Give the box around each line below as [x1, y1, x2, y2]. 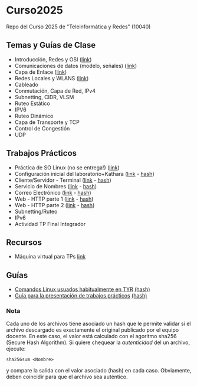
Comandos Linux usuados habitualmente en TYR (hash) [14, 286, 150, 293]
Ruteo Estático [14, 100, 50, 107]
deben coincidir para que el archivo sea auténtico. [6, 373, 128, 381]
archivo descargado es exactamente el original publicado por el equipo [6, 326, 179, 333]
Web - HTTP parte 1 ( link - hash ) [14, 195, 94, 202]
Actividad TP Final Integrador [14, 220, 86, 227]
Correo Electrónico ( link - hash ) [14, 189, 91, 196]
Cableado [14, 81, 38, 88]
